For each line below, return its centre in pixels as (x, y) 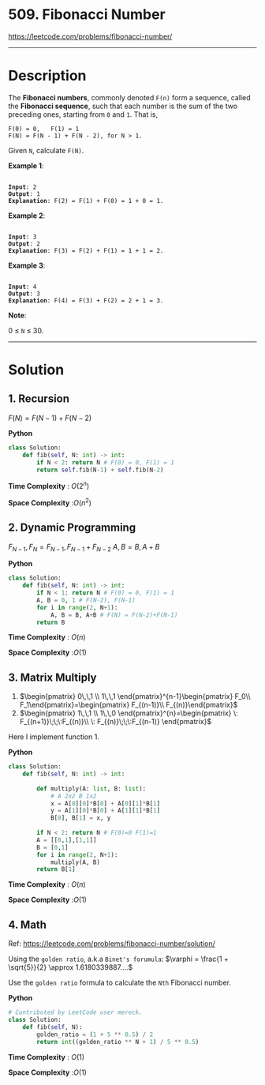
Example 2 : (27, 216)
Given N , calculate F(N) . (46, 150)
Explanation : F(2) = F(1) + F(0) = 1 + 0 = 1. (86, 201)
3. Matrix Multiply (52, 677)
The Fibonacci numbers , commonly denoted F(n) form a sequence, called (129, 97)
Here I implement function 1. (54, 737)
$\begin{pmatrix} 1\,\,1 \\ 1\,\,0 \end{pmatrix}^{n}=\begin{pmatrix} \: (129, 713)
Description (47, 76)
